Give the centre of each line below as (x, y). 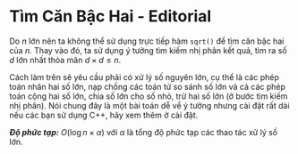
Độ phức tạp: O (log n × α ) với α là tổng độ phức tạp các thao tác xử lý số (144, 132)
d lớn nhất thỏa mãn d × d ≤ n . (65, 60)
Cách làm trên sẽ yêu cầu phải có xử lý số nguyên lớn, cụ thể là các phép (144, 77)
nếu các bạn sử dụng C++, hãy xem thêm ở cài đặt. (104, 115)
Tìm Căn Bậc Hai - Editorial (111, 16)
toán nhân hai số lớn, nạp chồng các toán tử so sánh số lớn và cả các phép (148, 86)
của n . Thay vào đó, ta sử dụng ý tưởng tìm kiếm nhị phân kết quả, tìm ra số (149, 50)
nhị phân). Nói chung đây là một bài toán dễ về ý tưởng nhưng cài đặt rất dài (149, 105)
